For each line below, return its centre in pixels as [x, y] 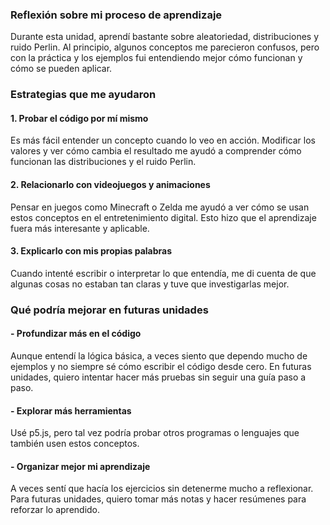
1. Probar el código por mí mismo [79, 118]
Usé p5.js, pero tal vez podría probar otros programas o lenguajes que [155, 433]
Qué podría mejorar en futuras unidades [109, 310]
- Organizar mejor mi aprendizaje [80, 466]
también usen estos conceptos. [75, 444]
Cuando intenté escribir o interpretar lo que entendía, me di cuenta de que [163, 273]
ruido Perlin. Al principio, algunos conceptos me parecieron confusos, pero [165, 47]
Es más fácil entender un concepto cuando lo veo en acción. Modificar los [163, 140]
